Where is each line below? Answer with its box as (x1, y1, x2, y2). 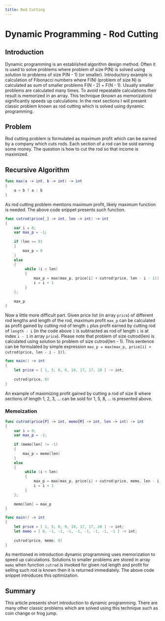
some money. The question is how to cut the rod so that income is (5, 146, 138, 152)
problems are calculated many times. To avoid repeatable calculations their (5, 87, 157, 93)
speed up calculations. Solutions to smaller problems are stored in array (5, 557, 151, 563)
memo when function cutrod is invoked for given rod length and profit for (5, 562, 149, 568)
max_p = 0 (23, 248, 43, 253)
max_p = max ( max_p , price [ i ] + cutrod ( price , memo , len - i (33, 479, 160, 484)
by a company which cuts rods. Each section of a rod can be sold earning (5, 141, 154, 147)
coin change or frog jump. (5, 610, 58, 617)
